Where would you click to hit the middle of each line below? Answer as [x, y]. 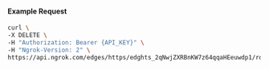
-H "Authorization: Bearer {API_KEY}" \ [76, 42]
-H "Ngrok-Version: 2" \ [49, 50]
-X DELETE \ [27, 36]
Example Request [37, 11]
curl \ [18, 28]
